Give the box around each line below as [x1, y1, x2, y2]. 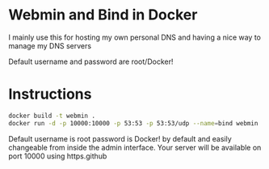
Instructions [8, 85, 92, 104]
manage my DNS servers [8, 40, 91, 50]
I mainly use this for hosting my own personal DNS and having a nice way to [8, 32, 261, 42]
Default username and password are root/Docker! [8, 57, 174, 66]
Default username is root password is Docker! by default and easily [8, 133, 232, 143]
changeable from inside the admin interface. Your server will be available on [8, 142, 262, 152]
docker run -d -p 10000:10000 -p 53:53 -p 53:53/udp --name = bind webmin [8, 119, 258, 127]
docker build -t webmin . [8, 112, 95, 120]
